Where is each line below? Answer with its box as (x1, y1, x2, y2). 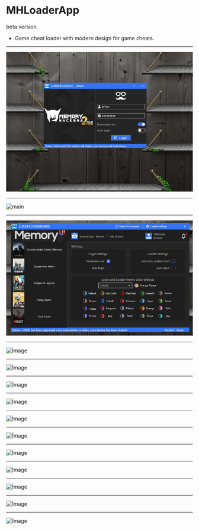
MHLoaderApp (6, 4, 80, 17)
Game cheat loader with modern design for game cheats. (14, 34, 155, 41)
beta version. (6, 23, 38, 30)
